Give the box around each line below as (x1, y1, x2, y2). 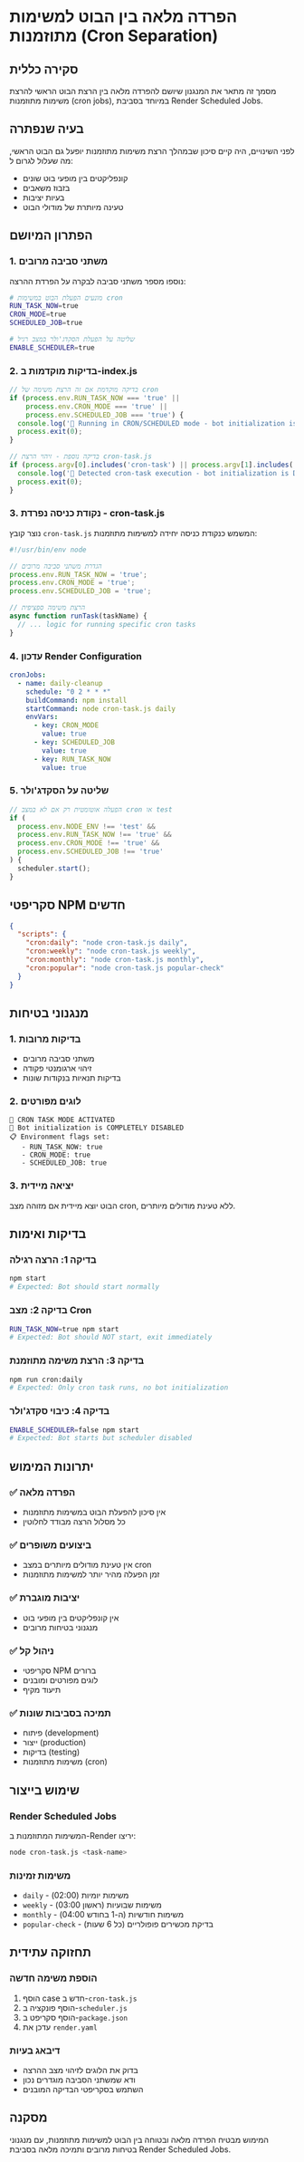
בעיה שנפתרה (9, 121, 84, 137)
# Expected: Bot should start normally (9, 1283, 160, 1292)
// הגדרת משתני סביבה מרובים (9, 562, 102, 571)
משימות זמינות (9, 1869, 71, 1881)
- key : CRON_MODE (33, 721, 100, 730)
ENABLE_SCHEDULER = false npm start (9, 1425, 140, 1435)
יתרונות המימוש (9, 1458, 94, 1474)
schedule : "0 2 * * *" (25, 687, 111, 697)
